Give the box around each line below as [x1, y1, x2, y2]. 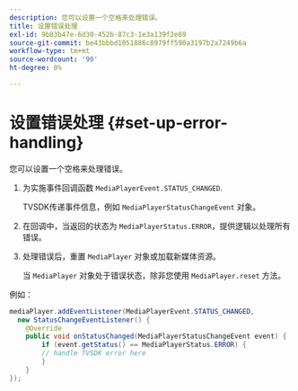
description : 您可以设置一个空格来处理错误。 [9, 13, 162, 22]
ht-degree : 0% [9, 64, 63, 73]
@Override [25, 324, 63, 333]
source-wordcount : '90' [9, 55, 99, 64]
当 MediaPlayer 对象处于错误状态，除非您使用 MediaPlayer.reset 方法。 [22, 270, 285, 280]
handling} [9, 132, 84, 153]
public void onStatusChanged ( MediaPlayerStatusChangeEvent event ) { [25, 332, 287, 342]
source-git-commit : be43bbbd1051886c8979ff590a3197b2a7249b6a [9, 38, 247, 48]
